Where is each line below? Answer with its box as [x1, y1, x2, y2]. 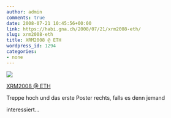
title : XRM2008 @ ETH [6, 37, 62, 43]
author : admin [6, 9, 43, 15]
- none [6, 54, 23, 60]
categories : [6, 49, 37, 55]
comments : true [6, 15, 45, 21]
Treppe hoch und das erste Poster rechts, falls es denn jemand [6, 94, 165, 101]
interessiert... [6, 106, 40, 113]
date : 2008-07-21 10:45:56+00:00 [6, 20, 92, 26]
